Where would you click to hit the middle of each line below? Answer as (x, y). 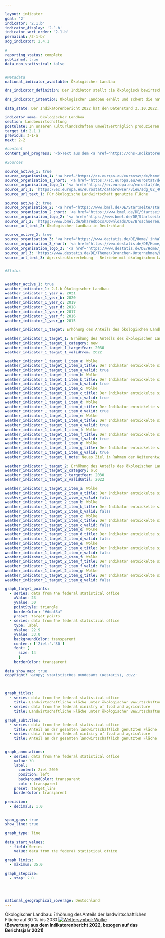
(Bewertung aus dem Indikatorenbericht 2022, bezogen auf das (71, 925)
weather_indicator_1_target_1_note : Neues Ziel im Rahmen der (70, 457)
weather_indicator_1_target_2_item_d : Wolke (51, 530)
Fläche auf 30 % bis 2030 (31, 919)
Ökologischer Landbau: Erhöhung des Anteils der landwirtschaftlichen (76, 914)
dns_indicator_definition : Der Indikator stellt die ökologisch (72, 91)
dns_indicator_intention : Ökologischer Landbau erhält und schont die (79, 100)
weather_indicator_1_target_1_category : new (51, 343)
